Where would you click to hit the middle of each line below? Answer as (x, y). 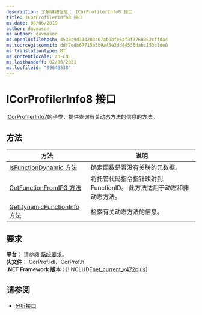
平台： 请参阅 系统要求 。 (37, 254)
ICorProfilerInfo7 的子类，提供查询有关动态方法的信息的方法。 (82, 117)
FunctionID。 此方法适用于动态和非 (140, 188)
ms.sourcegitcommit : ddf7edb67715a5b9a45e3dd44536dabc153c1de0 (87, 46)
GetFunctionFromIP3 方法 (45, 188)
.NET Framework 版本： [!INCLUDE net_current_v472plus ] (77, 269)
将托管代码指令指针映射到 (127, 179)
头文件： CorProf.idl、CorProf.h (45, 262)
